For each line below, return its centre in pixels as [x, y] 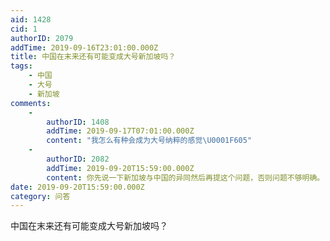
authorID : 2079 [42, 38]
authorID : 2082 [78, 159]
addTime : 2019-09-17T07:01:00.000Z [120, 131]
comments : [31, 103]
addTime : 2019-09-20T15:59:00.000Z [120, 168]
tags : [21, 66]
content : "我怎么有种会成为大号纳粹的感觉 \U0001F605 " [149, 141]
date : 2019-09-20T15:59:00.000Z [77, 187]
